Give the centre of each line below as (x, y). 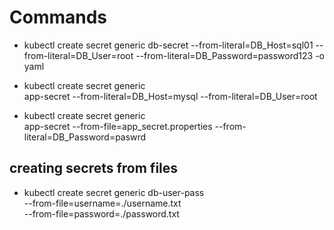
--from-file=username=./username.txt (102, 203)
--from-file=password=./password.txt (101, 213)
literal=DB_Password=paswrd (85, 137)
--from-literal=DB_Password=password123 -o (230, 55)
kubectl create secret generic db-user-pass (114, 192)
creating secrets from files (94, 168)
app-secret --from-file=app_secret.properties (118, 126)
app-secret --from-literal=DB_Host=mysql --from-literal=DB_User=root (170, 96)
